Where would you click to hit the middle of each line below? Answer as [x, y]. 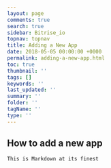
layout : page [26, 13]
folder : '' [22, 103]
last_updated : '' [32, 90]
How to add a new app [55, 144]
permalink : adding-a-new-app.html [56, 58]
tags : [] [19, 77]
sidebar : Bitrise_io [36, 33]
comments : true [29, 20]
